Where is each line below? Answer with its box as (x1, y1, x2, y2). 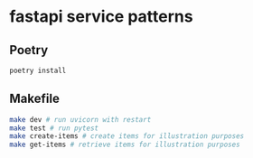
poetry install (9, 66, 67, 75)
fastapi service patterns (9, 6, 193, 27)
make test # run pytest (9, 124, 99, 133)
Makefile (9, 91, 61, 107)
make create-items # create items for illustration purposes (9, 132, 245, 141)
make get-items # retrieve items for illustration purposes (9, 140, 241, 150)
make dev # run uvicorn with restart (9, 115, 152, 124)
